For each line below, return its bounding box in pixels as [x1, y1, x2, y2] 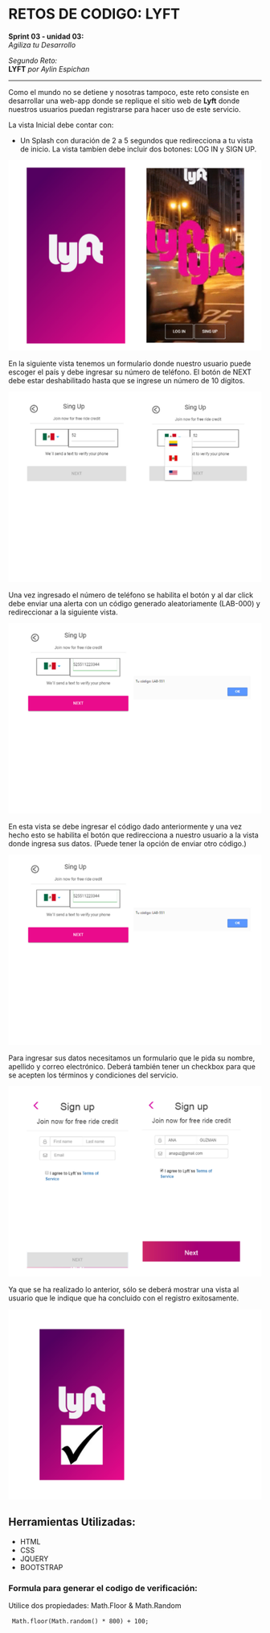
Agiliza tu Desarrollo [8, 39, 76, 49]
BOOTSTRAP [19, 1562, 63, 1572]
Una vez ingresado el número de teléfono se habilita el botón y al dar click [8, 589, 254, 600]
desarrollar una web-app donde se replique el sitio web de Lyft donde [8, 96, 240, 105]
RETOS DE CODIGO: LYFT [8, 5, 181, 23]
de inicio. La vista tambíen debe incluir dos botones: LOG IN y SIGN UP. [19, 144, 257, 154]
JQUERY [19, 1553, 49, 1563]
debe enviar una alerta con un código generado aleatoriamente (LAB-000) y [8, 598, 261, 608]
